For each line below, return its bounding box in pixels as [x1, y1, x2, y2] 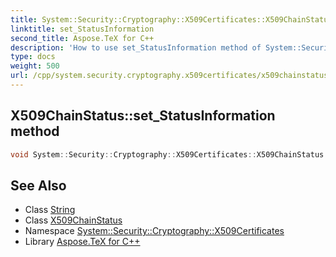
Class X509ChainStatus [24, 214, 123, 226]
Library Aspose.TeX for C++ [24, 236, 141, 248]
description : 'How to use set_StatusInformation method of [10, 42, 262, 53]
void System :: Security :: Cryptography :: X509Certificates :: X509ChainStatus [10, 149, 325, 160]
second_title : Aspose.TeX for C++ [10, 33, 155, 43]
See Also [10, 177, 67, 194]
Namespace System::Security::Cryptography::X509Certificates [24, 225, 285, 237]
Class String [24, 204, 76, 216]
